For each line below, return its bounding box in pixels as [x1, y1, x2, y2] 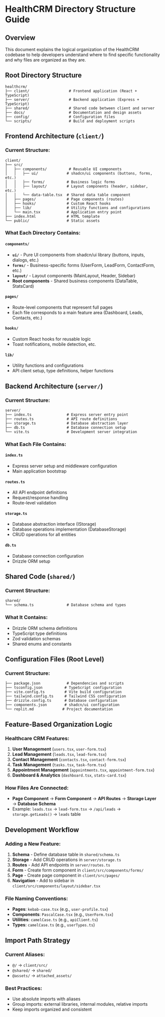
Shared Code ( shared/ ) [5, 572, 75, 581]
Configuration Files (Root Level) [5, 655, 105, 663]
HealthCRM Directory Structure [5, 3, 136, 15]
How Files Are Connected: [5, 784, 69, 791]
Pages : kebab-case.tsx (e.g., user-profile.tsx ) [12, 906, 109, 912]
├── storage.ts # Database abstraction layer [5, 420, 129, 426]
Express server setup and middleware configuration [12, 463, 117, 469]
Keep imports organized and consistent [12, 1007, 92, 1013]
